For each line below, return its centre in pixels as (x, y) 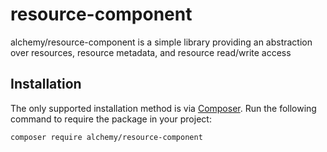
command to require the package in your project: (111, 119)
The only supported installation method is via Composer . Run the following (163, 108)
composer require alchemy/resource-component (106, 137)
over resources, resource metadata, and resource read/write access (151, 52)
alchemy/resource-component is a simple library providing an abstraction (161, 42)
